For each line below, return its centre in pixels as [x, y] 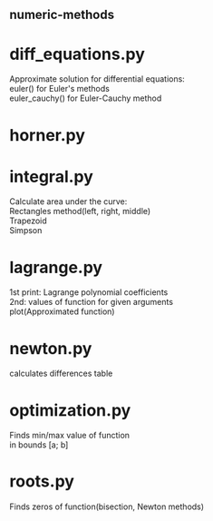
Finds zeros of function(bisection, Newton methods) [107, 506]
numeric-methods [62, 15]
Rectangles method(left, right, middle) [80, 211]
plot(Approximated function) [62, 311]
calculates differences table [61, 374]
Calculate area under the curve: [68, 202]
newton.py [51, 348]
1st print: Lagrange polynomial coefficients [89, 292]
